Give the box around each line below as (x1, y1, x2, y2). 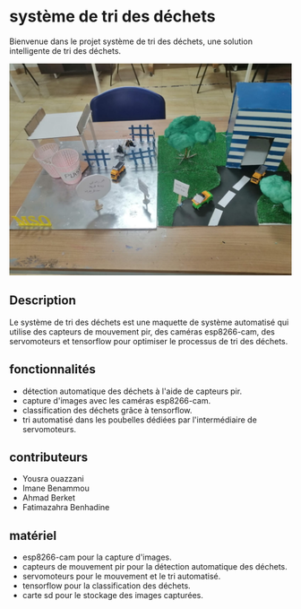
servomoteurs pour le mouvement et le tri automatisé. (21, 571, 221, 582)
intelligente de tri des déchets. (9, 45, 122, 56)
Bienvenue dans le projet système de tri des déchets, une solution (9, 36, 254, 47)
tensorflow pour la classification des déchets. (21, 580, 191, 591)
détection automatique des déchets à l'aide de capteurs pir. (21, 386, 243, 396)
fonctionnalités (9, 361, 96, 378)
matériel (9, 527, 56, 544)
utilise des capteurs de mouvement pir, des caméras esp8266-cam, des (9, 326, 275, 337)
